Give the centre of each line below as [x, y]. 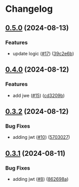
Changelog [29, 9]
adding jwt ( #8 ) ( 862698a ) [41, 179]
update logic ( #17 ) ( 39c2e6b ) [43, 53]
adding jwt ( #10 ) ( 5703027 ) [41, 137]
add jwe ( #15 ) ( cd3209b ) [39, 95]
